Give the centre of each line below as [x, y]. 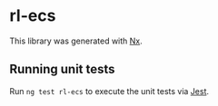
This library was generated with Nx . [76, 41]
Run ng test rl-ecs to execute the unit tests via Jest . [109, 91]
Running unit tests [62, 69]
